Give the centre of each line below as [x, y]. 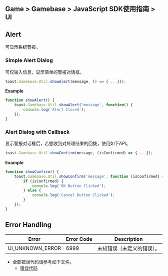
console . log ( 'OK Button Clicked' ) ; [69, 186]
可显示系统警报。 [23, 47]
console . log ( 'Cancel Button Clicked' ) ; [73, 195]
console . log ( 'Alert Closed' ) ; [54, 110]
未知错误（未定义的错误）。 [128, 248]
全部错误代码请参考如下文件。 [43, 262]
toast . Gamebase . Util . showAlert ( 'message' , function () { [74, 105]
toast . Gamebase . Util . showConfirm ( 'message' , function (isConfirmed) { [89, 176]
